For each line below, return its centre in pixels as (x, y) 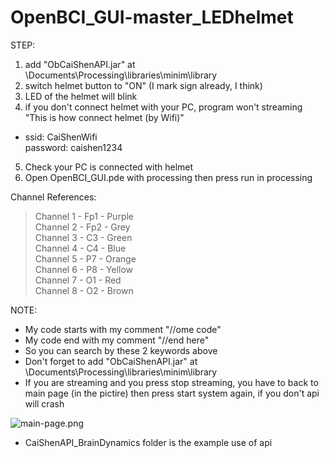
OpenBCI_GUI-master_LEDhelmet (152, 17)
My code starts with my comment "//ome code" (123, 329)
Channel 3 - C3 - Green (83, 237)
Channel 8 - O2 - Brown (84, 290)
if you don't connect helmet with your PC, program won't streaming (163, 107)
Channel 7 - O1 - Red (78, 280)
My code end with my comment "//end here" (117, 340)
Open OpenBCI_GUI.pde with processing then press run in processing (168, 177)
